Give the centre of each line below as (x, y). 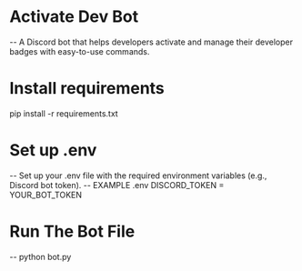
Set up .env (53, 151)
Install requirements (87, 89)
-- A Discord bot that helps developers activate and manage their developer (151, 42)
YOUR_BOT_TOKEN (45, 195)
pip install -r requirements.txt (64, 113)
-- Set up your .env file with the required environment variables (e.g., (138, 176)
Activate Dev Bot (74, 17)
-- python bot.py (40, 256)
